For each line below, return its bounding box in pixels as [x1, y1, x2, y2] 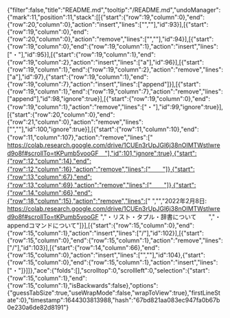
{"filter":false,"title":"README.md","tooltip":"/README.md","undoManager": [7, 6, 221, 14]
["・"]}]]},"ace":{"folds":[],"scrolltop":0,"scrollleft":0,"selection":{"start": [7, 266, 210, 274]
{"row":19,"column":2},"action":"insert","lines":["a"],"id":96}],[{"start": [7, 58, 205, 66]
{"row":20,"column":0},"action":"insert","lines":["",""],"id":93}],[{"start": [7, 21, 209, 28]
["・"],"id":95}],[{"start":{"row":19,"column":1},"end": [7, 51, 156, 58]
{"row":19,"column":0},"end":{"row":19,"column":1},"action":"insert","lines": [7, 43, 218, 50]
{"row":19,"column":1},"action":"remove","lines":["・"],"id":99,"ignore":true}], [7, 103, 223, 111]
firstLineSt [191, 288, 221, 297]
